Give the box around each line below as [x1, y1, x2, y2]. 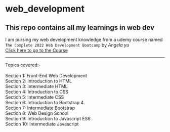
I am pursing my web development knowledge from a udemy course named [5, 36, 163, 42]
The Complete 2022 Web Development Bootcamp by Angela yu [5, 42, 130, 48]
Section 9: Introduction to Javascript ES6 [5, 116, 91, 121]
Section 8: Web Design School [5, 110, 69, 116]
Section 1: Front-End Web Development [5, 73, 88, 78]
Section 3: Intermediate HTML [5, 83, 68, 89]
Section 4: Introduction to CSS [5, 89, 69, 95]
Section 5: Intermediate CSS [5, 94, 64, 100]
